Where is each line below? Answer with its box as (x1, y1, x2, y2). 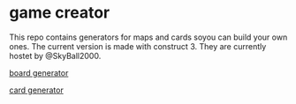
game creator (9, 3, 110, 23)
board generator (9, 67, 69, 78)
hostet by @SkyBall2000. (9, 50, 102, 61)
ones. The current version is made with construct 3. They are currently (9, 41, 267, 51)
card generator (9, 85, 64, 95)
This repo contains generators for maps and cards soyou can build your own (9, 32, 288, 42)
